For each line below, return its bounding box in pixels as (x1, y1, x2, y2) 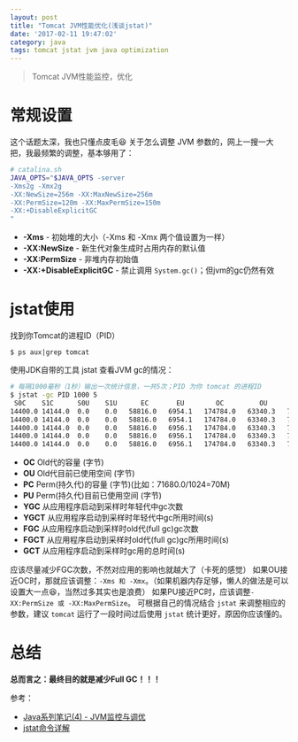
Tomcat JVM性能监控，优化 (31, 72, 134, 82)
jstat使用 (10, 299, 75, 320)
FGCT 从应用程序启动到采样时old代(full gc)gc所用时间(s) (22, 535, 229, 545)
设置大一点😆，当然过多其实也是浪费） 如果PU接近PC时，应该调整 (10, 586, 251, 598)
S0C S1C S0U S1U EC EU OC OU (13, 398, 268, 407)
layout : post (10, 12, 58, 22)
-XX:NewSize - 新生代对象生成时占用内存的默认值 (22, 243, 206, 253)
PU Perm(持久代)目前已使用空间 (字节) (22, 491, 163, 501)
